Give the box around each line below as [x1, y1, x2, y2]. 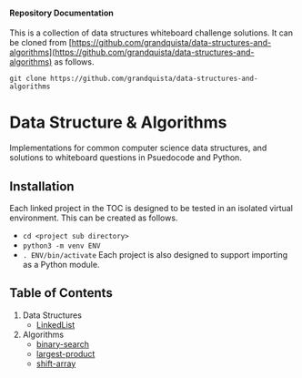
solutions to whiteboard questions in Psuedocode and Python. [9, 152, 243, 163]
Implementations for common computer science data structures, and [9, 142, 267, 154]
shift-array [35, 358, 76, 369]
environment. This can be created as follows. [9, 212, 178, 223]
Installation [9, 179, 75, 194]
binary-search [35, 338, 89, 350]
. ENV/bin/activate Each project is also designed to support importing [22, 249, 288, 260]
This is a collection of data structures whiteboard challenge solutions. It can [9, 27, 294, 38]
